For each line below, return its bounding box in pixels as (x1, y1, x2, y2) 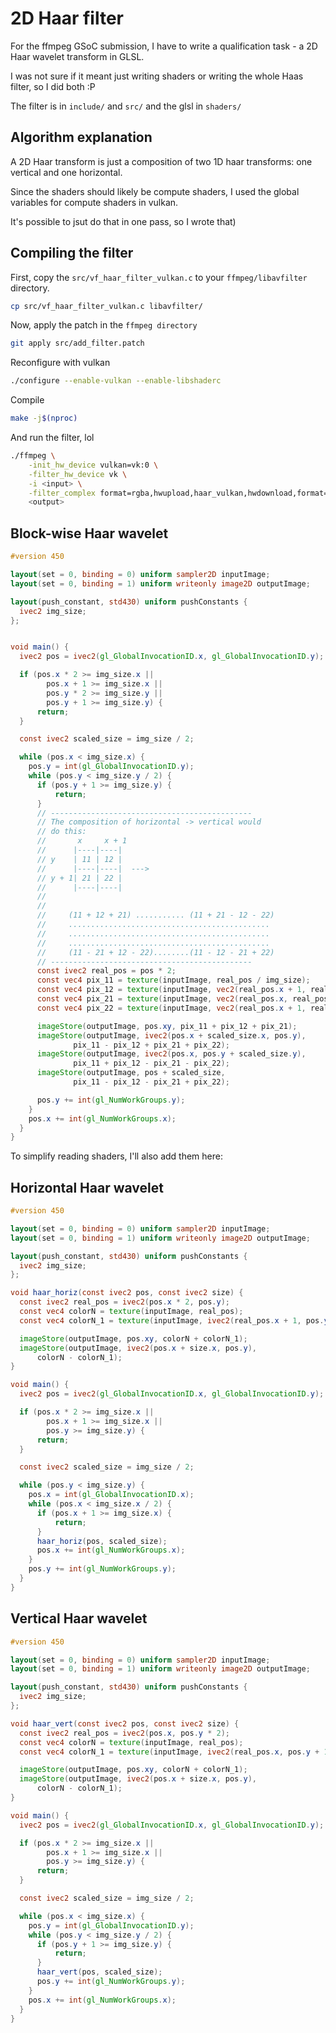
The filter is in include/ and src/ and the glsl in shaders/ (10, 100, 242, 112)
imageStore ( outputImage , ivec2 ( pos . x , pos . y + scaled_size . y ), (36, 1049, 307, 1059)
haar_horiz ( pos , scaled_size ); (36, 1536, 168, 1546)
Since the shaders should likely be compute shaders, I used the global (10, 185, 300, 197)
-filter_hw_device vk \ (28, 469, 128, 479)
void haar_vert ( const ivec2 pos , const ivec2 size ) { (10, 1718, 240, 1729)
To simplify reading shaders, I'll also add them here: (10, 1150, 223, 1162)
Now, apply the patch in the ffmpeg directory (10, 319, 198, 331)
